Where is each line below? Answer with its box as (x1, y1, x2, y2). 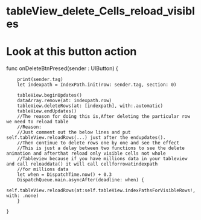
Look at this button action (6, 45, 137, 59)
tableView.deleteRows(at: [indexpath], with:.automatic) (17, 103, 164, 109)
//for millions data (17, 166, 69, 173)
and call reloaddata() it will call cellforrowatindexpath (6, 161, 158, 167)
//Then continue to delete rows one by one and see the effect (17, 140, 180, 146)
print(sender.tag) (17, 77, 63, 83)
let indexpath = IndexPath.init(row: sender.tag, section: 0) (17, 82, 177, 88)
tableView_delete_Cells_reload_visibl (6, 4, 195, 18)
